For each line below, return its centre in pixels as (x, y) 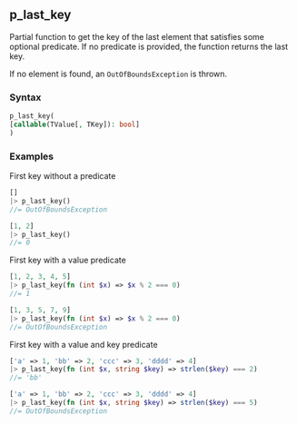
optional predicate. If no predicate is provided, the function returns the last (149, 46)
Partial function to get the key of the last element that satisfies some (137, 36)
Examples (32, 156)
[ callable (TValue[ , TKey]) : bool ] (75, 124)
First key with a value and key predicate (84, 344)
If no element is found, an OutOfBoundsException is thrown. (119, 74)
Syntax (25, 97)
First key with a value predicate (68, 260)
